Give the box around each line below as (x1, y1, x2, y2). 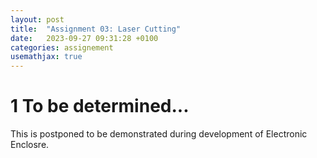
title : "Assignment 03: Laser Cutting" (10, 24, 182, 34)
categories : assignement (10, 42, 114, 53)
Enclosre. (10, 139, 50, 151)
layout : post (10, 14, 65, 25)
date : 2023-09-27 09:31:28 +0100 (10, 33, 159, 43)
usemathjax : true (10, 52, 83, 62)
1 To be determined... (10, 95, 190, 118)
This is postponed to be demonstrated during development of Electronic (10, 128, 308, 140)
